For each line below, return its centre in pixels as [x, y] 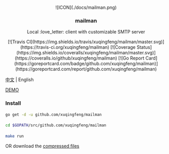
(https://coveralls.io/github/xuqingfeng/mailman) [66, 58]
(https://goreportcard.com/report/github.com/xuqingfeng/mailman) [86, 69]
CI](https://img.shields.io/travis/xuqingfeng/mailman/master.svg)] [96, 42]
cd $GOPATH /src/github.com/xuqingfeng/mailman [56, 125]
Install [13, 103]
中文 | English [20, 80]
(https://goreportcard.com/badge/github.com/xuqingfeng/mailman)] [86, 64]
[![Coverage [123, 47]
